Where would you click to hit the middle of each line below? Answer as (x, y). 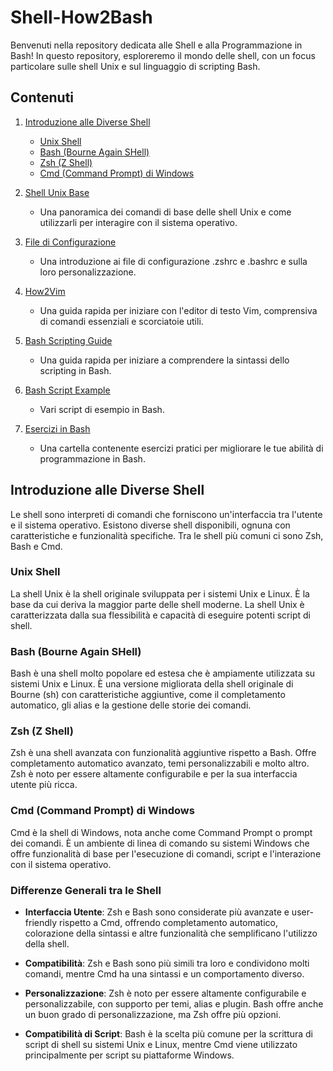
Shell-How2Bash (81, 17)
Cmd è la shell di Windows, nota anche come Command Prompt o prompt (161, 832)
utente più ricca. (44, 785)
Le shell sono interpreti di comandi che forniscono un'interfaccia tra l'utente (166, 514)
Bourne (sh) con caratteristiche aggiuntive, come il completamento (148, 695)
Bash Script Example (67, 390)
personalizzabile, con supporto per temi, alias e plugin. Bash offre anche (174, 1004)
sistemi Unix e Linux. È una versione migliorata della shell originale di (152, 684)
